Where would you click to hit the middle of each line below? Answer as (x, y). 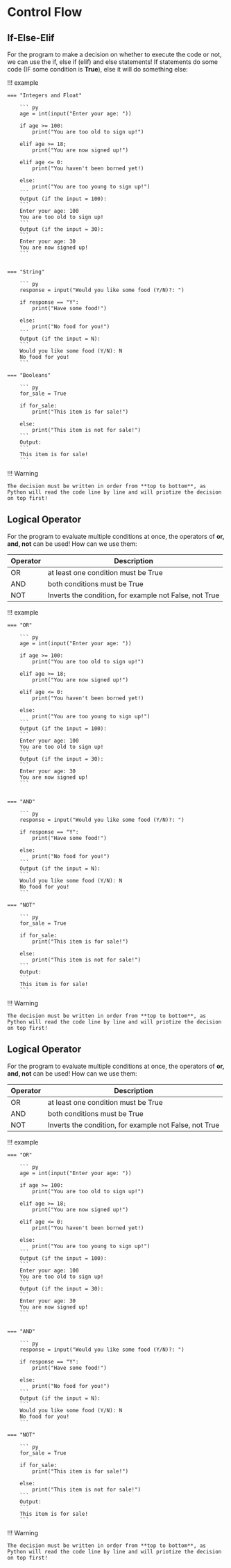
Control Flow (45, 12)
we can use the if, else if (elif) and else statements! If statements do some (113, 62)
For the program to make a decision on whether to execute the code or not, (114, 54)
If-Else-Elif (31, 38)
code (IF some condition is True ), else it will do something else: (98, 69)
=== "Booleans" (29, 375)
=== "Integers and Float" (44, 95)
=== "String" (26, 272)
